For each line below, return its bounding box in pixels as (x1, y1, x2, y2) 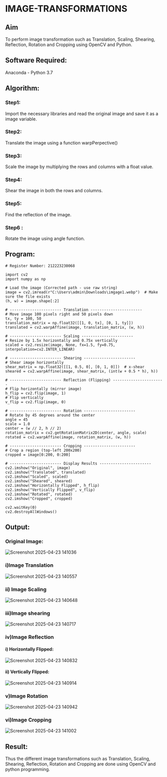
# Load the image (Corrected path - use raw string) (5, 285, 118, 290)
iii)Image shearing (5, 610, 50, 616)
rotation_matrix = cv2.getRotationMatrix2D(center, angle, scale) (5, 430, 147, 435)
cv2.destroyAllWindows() (5, 509, 57, 514)
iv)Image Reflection (5, 633, 54, 640)
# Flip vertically (5, 395, 44, 400)
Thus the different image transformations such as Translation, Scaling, (5, 756, 150, 762)
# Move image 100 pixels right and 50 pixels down (5, 312, 113, 317)
